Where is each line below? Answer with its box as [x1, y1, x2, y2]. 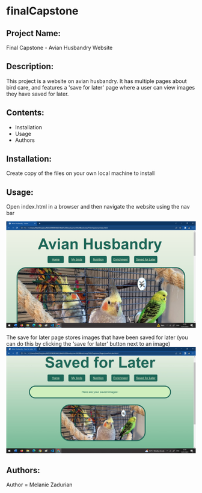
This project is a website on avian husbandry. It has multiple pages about [6, 77, 187, 85]
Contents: [6, 108, 44, 118]
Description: [6, 61, 54, 72]
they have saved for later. [6, 90, 69, 97]
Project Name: [6, 28, 61, 38]
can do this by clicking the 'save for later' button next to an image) [6, 340, 171, 348]
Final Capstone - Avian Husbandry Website [6, 44, 113, 51]
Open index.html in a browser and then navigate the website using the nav [6, 203, 191, 210]
